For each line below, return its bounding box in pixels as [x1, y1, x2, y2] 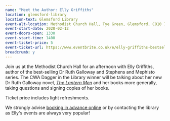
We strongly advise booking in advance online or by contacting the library [5, 104, 159, 110]
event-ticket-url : [5, 45, 44, 50]
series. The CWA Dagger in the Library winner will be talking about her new [5, 74, 162, 80]
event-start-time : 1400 [5, 36, 56, 41]
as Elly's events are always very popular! [5, 109, 90, 116]
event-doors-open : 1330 [5, 31, 56, 36]
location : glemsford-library [5, 12, 67, 17]
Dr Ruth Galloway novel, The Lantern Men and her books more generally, [5, 79, 157, 86]
